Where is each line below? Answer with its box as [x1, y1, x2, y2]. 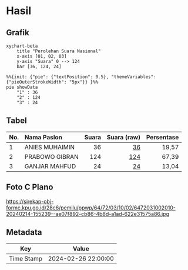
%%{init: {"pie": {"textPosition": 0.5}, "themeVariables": [6, 74, 157, 80]
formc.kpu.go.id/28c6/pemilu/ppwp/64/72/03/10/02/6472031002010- [6, 204, 176, 211]
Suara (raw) [106, 133, 141, 141]
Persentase [146, 133, 179, 141]
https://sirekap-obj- [6, 198, 54, 205]
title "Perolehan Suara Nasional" [16, 48, 101, 54]
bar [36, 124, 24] [16, 64, 62, 69]
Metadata [6, 228, 42, 238]
